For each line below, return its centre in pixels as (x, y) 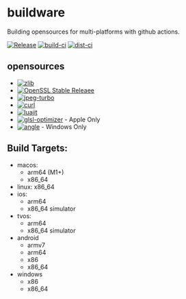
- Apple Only (82, 119)
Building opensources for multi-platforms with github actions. (93, 32)
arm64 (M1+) (45, 172)
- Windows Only (64, 127)
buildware (36, 13)
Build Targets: (38, 148)
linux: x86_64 (36, 187)
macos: (27, 165)
